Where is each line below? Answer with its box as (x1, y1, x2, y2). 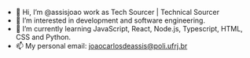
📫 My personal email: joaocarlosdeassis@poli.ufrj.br (15, 42, 188, 50)
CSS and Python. (15, 32, 72, 42)
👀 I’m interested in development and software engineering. (15, 16, 206, 25)
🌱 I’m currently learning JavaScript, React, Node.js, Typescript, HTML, (15, 24, 244, 33)
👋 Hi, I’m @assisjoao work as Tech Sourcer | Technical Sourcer (15, 8, 220, 16)
